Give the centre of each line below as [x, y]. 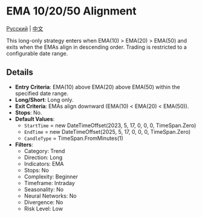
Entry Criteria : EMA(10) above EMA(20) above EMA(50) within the [97, 87]
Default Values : [35, 119]
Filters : [24, 144]
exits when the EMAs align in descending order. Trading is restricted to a [97, 47]
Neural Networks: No [50, 196]
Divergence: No [44, 202]
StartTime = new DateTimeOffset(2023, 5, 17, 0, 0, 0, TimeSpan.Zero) [110, 125]
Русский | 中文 [25, 28]
